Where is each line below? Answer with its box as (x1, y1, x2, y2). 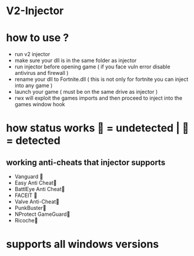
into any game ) (14, 82, 53, 89)
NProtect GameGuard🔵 (14, 211, 71, 218)
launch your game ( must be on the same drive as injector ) (14, 88, 158, 96)
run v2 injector (14, 51, 51, 58)
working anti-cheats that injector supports (6, 157, 166, 168)
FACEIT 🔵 (14, 192, 38, 199)
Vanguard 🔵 (14, 173, 44, 180)
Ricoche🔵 (14, 217, 38, 224)
